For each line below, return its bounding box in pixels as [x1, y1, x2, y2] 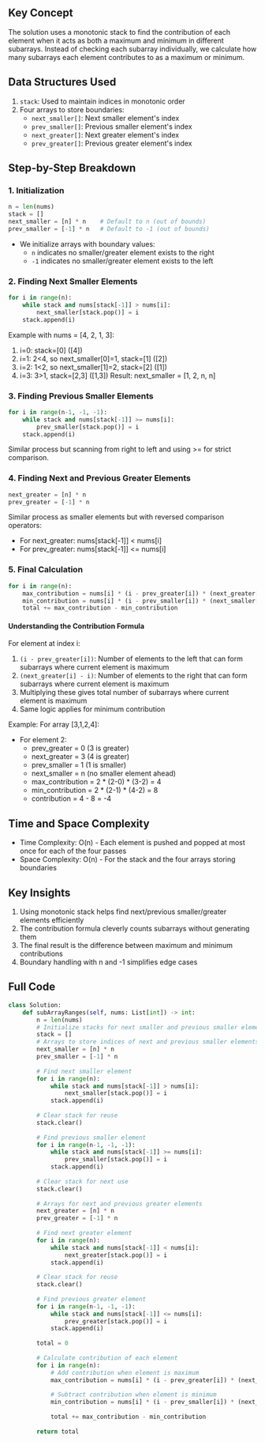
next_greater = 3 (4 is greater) [31, 752, 130, 761]
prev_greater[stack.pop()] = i [64, 1317, 168, 1325]
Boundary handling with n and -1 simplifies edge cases [19, 957, 198, 967]
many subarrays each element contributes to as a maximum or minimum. [8, 52, 245, 62]
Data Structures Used [8, 75, 117, 89]
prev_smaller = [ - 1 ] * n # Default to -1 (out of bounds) [8, 225, 211, 232]
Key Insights [8, 885, 71, 900]
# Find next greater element [36, 1229, 132, 1237]
